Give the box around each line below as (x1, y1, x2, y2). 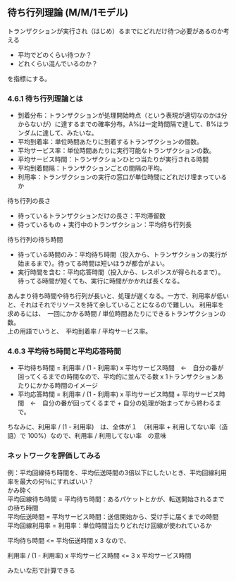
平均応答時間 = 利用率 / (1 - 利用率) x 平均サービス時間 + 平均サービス (17, 390, 220, 398)
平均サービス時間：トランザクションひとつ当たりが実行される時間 (17, 155, 209, 164)
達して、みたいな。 (42, 129, 98, 137)
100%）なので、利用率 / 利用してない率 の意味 (27, 432, 167, 440)
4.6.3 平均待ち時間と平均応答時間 (7, 346, 121, 356)
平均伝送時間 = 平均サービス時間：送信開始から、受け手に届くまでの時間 (7, 512, 219, 520)
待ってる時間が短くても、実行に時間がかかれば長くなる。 (17, 277, 184, 286)
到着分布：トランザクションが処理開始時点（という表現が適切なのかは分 (17, 111, 228, 120)
